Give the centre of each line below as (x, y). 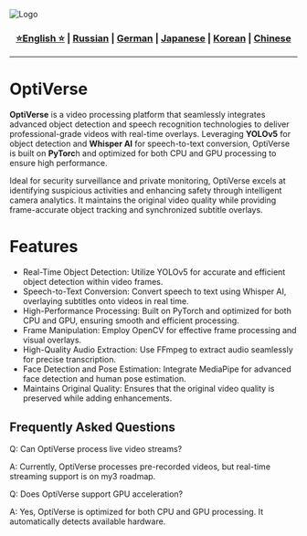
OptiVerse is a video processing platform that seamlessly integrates (138, 115)
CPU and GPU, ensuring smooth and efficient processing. (131, 321)
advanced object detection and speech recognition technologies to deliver (149, 124)
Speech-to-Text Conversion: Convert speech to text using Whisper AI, (154, 291)
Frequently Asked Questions (93, 427)
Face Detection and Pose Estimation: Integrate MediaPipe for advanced (157, 369)
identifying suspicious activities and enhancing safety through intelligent (146, 191)
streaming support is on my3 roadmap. (83, 476)
